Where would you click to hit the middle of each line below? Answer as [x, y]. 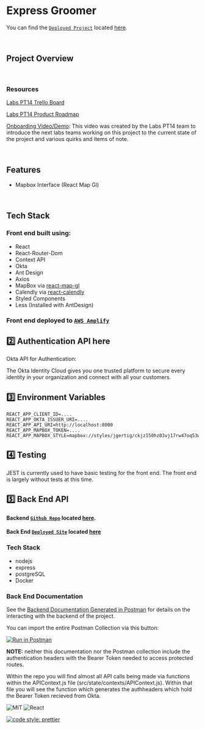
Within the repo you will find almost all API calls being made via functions [98, 676]
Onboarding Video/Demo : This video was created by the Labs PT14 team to [101, 126]
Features [23, 170]
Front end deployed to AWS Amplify [58, 321]
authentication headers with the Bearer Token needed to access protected [100, 658]
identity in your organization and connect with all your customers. [89, 377]
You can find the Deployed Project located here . [67, 27]
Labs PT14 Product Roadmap [43, 114]
